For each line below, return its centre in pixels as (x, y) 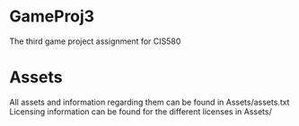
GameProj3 (52, 17)
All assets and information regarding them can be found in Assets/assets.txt (149, 102)
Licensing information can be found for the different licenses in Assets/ (141, 111)
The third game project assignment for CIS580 (95, 41)
